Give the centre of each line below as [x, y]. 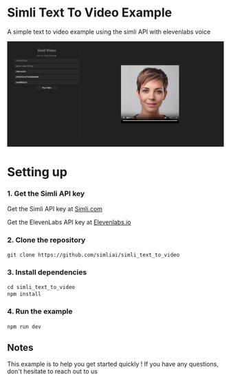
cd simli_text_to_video [41, 287]
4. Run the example [40, 312]
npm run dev [24, 327]
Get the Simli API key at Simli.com [55, 208]
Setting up [37, 172]
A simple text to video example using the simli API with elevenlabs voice [109, 32]
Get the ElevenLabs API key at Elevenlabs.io [69, 222]
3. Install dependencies [47, 272]
